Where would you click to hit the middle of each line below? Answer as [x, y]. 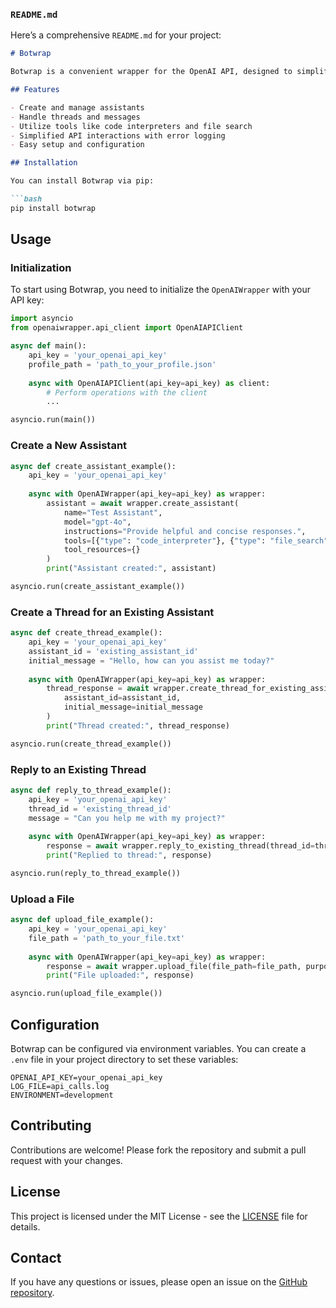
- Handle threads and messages [75, 117]
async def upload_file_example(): [82, 920]
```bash [26, 199]
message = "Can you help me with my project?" [127, 818]
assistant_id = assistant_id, [122, 698]
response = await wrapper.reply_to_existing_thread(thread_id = [180, 846]
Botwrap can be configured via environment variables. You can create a [158, 1048]
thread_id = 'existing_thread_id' [100, 809]
